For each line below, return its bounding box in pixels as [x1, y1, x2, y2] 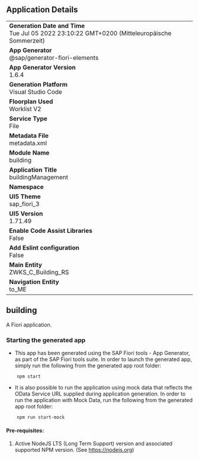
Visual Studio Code [9, 87, 62, 96]
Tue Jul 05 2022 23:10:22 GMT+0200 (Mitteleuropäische [9, 29, 172, 37]
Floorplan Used [9, 97, 53, 106]
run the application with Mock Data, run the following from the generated [14, 396, 193, 403]
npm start [17, 373, 41, 379]
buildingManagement [9, 173, 68, 181]
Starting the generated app [6, 335, 86, 344]
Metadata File [9, 131, 49, 140]
